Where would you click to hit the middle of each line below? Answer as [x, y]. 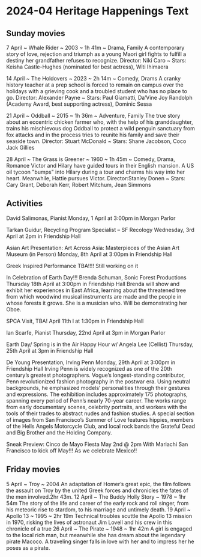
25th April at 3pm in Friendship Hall [50, 350]
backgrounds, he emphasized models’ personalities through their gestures [98, 388]
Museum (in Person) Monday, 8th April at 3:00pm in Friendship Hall [89, 254]
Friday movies [33, 470]
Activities [25, 203]
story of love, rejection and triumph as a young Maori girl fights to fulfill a [96, 54]
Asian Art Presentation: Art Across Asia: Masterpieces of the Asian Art [93, 248]
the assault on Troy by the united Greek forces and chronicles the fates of [97, 490]
